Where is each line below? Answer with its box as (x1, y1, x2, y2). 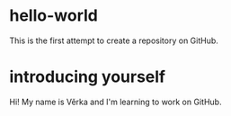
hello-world (9, 5, 99, 26)
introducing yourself (9, 67, 166, 87)
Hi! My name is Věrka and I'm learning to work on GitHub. (9, 96, 222, 107)
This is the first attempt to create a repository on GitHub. (9, 35, 218, 46)
